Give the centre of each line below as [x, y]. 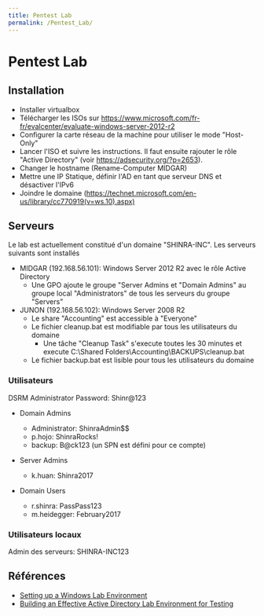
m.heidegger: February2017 [76, 514]
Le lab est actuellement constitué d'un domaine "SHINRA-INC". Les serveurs [132, 245]
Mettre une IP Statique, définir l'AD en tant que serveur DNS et [121, 176]
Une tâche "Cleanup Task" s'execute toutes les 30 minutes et [142, 343]
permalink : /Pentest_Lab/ [50, 23]
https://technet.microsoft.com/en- [141, 192]
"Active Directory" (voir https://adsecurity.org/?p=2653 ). [111, 159]
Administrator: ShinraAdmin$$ [80, 428]
